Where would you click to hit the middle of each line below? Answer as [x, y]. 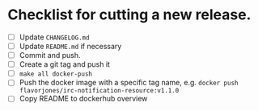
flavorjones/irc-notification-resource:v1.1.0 [99, 91]
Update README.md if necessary [70, 46]
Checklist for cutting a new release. [129, 15]
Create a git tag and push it [65, 64]
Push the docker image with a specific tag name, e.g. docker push [129, 83]
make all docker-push [55, 74]
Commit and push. [50, 55]
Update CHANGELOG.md [54, 37]
